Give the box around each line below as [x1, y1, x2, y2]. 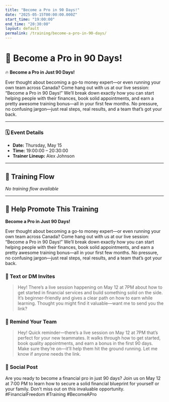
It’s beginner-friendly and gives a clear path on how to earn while [17, 295, 153, 301]
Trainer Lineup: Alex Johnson [12, 153, 75, 159]
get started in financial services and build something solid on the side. [17, 290, 163, 296]
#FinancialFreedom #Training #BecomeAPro [5, 391, 97, 397]
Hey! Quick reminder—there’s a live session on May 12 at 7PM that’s [17, 329, 158, 336]
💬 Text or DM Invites [5, 273, 55, 280]
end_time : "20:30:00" [5, 21, 51, 27]
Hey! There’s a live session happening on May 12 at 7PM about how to [17, 284, 162, 290]
